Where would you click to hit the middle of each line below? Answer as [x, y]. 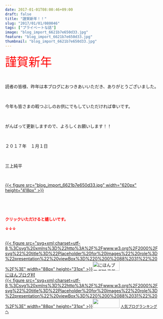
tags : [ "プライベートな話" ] [31, 28]
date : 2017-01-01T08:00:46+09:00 [39, 10]
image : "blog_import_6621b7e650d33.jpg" [47, 32]
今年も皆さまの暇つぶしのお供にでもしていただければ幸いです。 [69, 106]
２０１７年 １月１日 [26, 146]
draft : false [18, 14]
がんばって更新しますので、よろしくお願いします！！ [58, 126]
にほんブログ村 [20, 275]
